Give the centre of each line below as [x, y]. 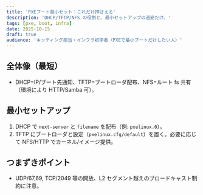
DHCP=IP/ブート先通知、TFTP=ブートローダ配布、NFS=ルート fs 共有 [103, 82]
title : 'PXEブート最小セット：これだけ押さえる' [61, 12]
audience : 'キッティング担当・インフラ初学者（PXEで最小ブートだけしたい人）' [95, 40]
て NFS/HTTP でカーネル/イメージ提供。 [66, 142]
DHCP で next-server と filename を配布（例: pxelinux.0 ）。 [90, 126]
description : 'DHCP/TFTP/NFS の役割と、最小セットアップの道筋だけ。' [89, 18]
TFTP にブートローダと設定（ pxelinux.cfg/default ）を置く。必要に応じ [106, 134]
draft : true [21, 35]
